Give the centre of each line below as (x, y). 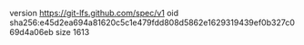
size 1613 (73, 32)
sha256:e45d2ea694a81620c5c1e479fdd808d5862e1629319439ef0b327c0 (152, 22)
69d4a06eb (32, 32)
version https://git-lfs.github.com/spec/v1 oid (94, 13)
